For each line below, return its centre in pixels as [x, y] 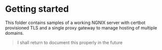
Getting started [37, 9]
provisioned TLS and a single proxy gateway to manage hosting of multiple [81, 27]
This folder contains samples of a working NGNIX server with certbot [75, 23]
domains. [15, 33]
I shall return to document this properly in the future [70, 42]
